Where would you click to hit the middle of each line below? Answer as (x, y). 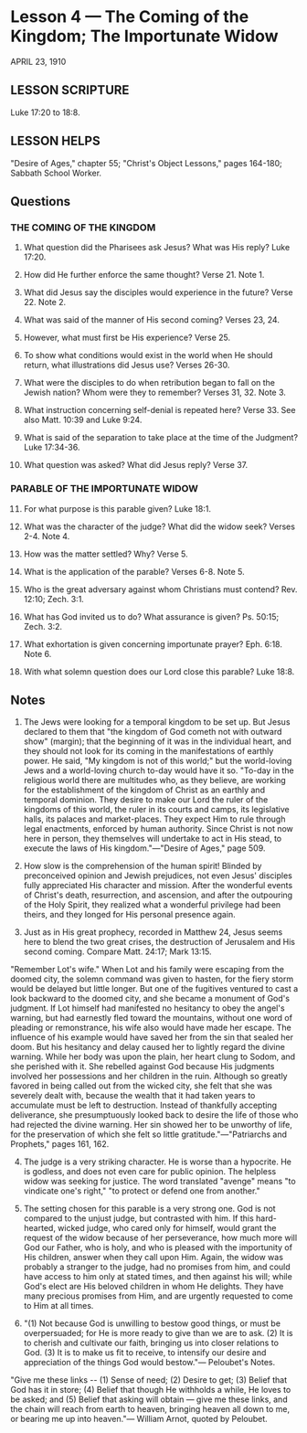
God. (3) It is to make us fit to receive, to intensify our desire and (145, 1353)
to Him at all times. (58, 1306)
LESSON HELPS (55, 141)
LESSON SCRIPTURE (70, 90)
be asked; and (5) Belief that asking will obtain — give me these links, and (149, 1399)
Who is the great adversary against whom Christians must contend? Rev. (160, 589)
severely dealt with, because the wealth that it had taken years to (133, 1096)
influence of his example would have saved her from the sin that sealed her (152, 1037)
